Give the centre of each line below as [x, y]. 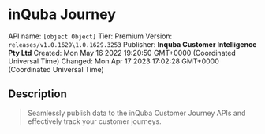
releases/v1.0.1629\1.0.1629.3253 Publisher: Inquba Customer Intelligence [132, 44]
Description [37, 94]
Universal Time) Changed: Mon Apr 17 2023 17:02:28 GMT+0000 [114, 61]
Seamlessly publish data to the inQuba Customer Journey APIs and [136, 113]
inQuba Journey [62, 14]
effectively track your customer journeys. [94, 121]
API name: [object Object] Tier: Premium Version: [90, 36]
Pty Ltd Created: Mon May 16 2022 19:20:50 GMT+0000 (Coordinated [122, 53]
